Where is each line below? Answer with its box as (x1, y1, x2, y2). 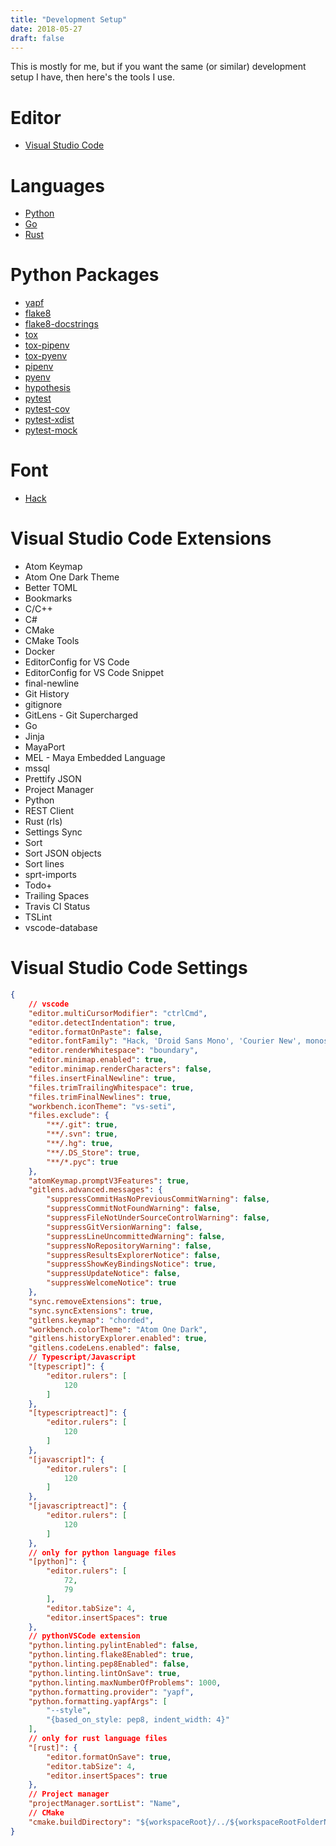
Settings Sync (24, 826, 83, 838)
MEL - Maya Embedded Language (24, 752, 166, 764)
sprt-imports (24, 869, 77, 881)
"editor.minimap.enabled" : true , (28, 1055, 168, 1065)
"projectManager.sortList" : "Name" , (28, 1799, 182, 1809)
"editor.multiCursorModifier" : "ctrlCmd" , (28, 1008, 208, 1018)
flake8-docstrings (24, 318, 99, 330)
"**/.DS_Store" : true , (46, 1147, 141, 1158)
